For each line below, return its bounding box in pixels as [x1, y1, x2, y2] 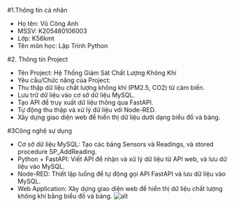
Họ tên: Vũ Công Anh [17, 20, 79, 27]
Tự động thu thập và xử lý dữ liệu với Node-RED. [17, 106, 156, 114]
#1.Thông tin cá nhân [7, 6, 68, 14]
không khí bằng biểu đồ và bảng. [17, 192, 112, 200]
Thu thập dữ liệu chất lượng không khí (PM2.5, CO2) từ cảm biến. [17, 84, 205, 91]
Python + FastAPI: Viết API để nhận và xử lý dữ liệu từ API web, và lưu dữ [17, 155, 227, 163]
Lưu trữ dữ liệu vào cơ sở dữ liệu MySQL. [17, 91, 135, 99]
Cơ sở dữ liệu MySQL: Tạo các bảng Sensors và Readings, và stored [17, 140, 214, 148]
